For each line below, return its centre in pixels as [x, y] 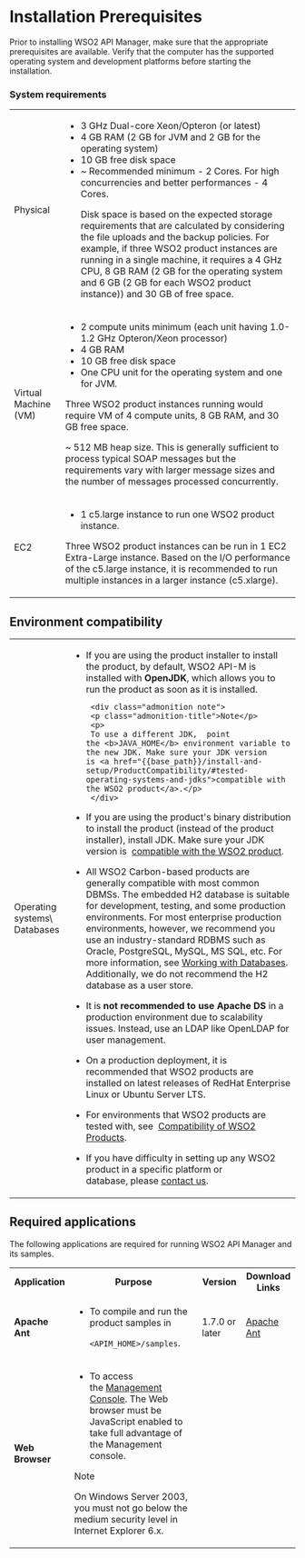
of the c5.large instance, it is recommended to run [172, 569]
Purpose [133, 1282]
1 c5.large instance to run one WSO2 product [177, 514]
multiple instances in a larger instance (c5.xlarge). [172, 581]
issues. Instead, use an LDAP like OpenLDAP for [187, 1029]
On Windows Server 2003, [131, 1496]
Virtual [28, 393]
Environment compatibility [86, 621]
